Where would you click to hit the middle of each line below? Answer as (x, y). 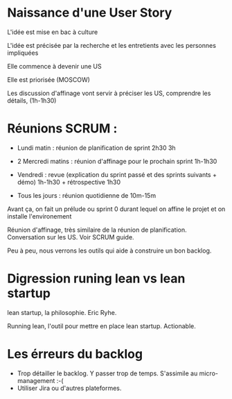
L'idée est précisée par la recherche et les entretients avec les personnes (112, 45)
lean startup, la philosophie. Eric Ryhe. (62, 312)
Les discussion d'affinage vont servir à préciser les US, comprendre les (109, 93)
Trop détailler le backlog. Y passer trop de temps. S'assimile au (107, 373)
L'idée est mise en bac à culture (53, 32)
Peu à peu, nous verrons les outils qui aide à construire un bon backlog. (109, 251)
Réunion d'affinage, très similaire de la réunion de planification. (97, 230)
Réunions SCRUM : (62, 129)
